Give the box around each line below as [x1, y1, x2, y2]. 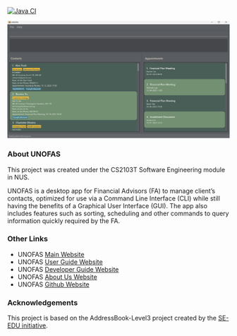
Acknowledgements [7, 297, 78, 307]
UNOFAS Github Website [17, 280, 90, 289]
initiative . [21, 321, 48, 330]
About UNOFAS [7, 149, 61, 159]
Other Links [7, 234, 48, 244]
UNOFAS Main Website [17, 250, 85, 258]
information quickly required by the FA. [7, 216, 121, 225]
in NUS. [7, 173, 30, 181]
